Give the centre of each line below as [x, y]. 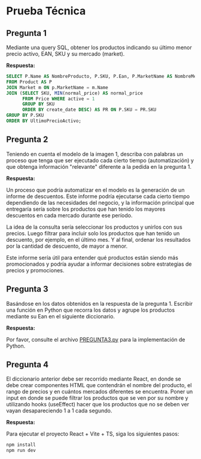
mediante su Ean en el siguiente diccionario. [61, 316]
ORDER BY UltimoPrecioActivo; [44, 121]
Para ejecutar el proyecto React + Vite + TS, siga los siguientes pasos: [93, 434]
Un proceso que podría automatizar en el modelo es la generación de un [95, 190]
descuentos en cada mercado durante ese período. [69, 215]
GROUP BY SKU [38, 104]
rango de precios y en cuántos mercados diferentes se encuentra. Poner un [100, 392]
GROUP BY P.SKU [25, 115]
